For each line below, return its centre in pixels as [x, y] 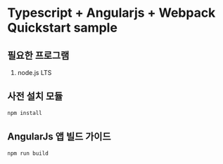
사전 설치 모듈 [35, 96]
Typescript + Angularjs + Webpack [111, 13]
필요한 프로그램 [38, 55]
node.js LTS [34, 73]
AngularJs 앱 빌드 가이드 [59, 137]
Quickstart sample [63, 28]
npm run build [28, 153]
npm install [25, 113]
